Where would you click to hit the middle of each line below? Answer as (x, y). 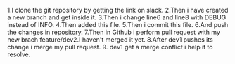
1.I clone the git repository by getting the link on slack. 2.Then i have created (118, 10)
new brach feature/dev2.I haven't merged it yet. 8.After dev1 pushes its (110, 40)
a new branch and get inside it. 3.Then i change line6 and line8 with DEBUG (117, 17)
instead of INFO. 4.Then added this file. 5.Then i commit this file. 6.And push (118, 25)
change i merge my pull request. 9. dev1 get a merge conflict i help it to (110, 47)
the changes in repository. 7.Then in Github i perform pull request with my (114, 32)
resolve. (19, 54)
